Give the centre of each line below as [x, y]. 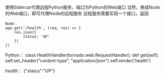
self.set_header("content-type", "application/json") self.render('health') [78, 60]
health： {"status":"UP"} [30, 71]
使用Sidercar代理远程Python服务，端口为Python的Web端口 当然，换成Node [82, 7]
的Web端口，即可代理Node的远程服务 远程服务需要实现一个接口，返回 [77, 13]
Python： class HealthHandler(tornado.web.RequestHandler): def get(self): [82, 55]
